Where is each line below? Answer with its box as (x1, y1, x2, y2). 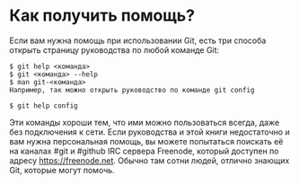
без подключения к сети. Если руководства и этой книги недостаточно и (9, 127, 290, 137)
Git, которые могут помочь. (9, 164, 115, 175)
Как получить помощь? (9, 5, 196, 26)
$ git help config (9, 101, 78, 110)
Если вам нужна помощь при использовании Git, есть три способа (9, 35, 267, 46)
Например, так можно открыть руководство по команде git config (9, 85, 255, 94)
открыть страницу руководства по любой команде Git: (9, 44, 220, 55)
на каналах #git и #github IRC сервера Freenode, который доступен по (9, 145, 279, 156)
